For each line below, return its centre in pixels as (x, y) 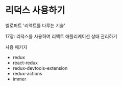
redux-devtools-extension (40, 68)
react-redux (25, 63)
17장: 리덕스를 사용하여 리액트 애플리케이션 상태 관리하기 (61, 36)
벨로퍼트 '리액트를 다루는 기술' (35, 25)
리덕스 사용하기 (35, 10)
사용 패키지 (16, 47)
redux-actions (27, 73)
